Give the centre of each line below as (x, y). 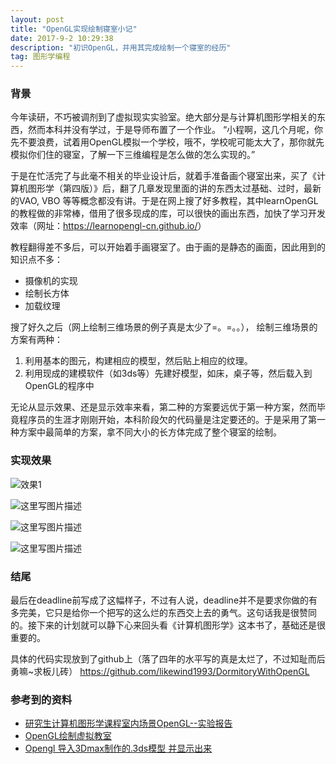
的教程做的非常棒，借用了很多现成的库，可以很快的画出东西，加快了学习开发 (168, 213)
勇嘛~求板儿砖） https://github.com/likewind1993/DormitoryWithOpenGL (160, 672)
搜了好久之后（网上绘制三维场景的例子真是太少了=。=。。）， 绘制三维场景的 (164, 327)
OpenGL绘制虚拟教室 (68, 736)
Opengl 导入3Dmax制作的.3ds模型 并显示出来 (118, 748)
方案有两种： (36, 340)
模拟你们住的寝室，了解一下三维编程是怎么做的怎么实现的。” (133, 155)
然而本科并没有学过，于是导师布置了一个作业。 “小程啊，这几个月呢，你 (175, 130)
